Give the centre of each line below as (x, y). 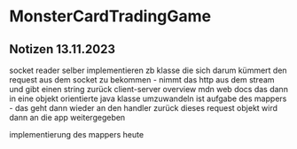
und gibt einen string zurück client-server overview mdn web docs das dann (148, 89)
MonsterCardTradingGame (110, 16)
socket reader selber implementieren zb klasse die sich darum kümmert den (148, 70)
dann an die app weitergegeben (67, 118)
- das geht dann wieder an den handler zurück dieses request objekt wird (143, 108)
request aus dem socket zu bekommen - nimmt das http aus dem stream (142, 80)
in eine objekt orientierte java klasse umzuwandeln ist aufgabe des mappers (148, 98)
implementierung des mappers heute (77, 134)
